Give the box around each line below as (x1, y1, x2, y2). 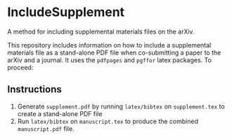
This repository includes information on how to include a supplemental (7, 41, 212, 49)
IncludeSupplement (7, 4, 125, 20)
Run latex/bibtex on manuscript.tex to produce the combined (17, 117, 199, 125)
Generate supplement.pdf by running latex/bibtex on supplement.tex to (17, 102, 225, 111)
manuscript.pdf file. (17, 124, 75, 133)
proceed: (7, 63, 34, 71)
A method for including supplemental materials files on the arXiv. (7, 27, 195, 36)
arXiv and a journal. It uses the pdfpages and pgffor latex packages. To (7, 55, 212, 64)
